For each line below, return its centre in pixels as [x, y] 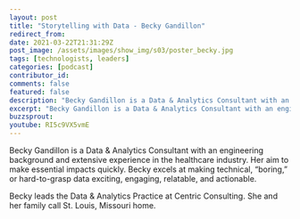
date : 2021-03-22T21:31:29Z [62, 42]
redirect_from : [37, 34]
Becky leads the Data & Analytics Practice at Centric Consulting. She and [144, 196]
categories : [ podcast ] [51, 68]
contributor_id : [39, 76]
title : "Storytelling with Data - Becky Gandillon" [107, 26]
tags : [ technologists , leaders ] [69, 59]
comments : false [39, 84]
